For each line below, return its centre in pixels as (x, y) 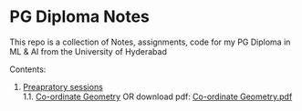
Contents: (28, 69)
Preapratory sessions (62, 86)
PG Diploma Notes (80, 17)
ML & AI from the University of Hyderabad (88, 51)
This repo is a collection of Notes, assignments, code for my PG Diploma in (150, 42)
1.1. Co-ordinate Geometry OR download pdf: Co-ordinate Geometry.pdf (157, 96)
